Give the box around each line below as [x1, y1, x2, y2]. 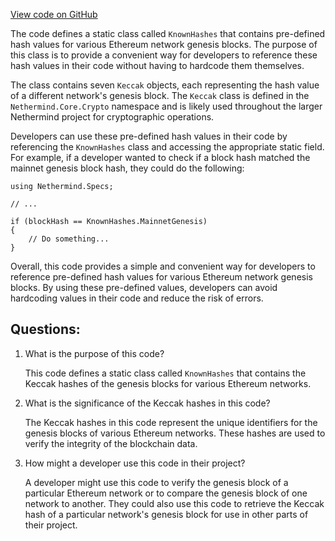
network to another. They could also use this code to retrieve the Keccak [24, 497, 325, 509]
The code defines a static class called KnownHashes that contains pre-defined [10, 28, 326, 39]
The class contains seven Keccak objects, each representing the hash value [10, 79, 320, 91]
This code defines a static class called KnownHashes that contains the [24, 367, 307, 379]
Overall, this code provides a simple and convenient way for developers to [10, 260, 316, 272]
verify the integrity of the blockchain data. [24, 437, 198, 449]
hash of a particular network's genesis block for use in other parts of [24, 508, 309, 520]
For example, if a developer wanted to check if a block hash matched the [10, 152, 311, 163]
